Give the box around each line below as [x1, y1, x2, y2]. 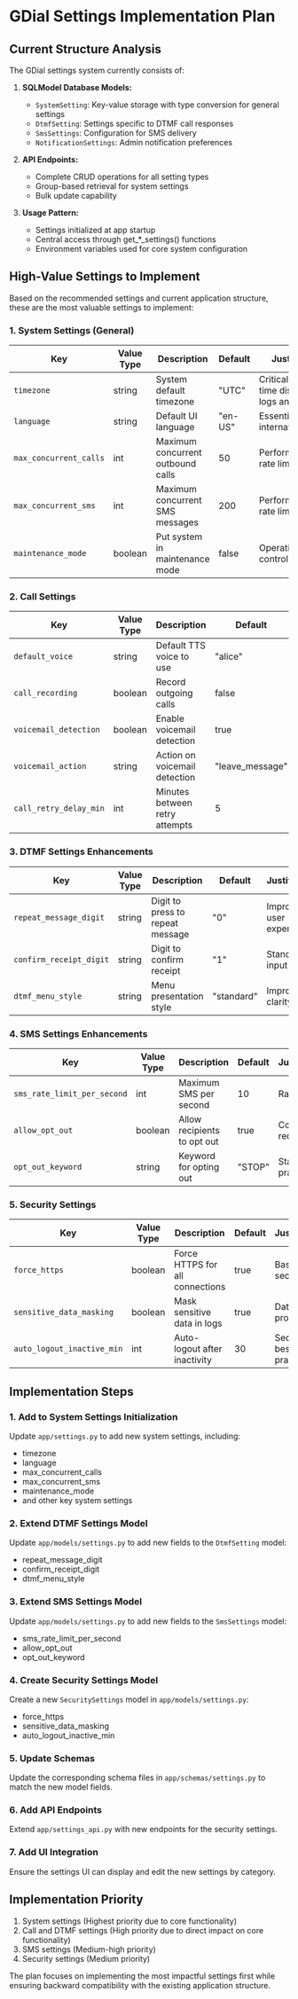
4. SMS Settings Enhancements [9, 1027, 148, 1039]
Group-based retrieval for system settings [35, 181, 189, 192]
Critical [258, 373, 289, 386]
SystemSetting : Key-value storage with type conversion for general [35, 99, 279, 110]
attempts [155, 819, 193, 831]
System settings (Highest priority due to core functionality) [21, 1916, 238, 1926]
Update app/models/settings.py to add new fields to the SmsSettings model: [9, 1616, 286, 1627]
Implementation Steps [9, 1384, 135, 1399]
